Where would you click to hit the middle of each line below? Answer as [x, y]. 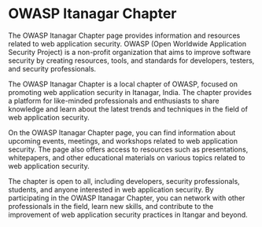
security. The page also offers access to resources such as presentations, [128, 149]
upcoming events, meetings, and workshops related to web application [123, 141]
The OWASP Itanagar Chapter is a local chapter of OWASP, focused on [123, 84]
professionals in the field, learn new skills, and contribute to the [111, 206]
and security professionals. [52, 68]
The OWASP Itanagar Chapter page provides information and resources [124, 35]
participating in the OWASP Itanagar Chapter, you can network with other [127, 198]
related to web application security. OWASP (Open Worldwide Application [127, 43]
